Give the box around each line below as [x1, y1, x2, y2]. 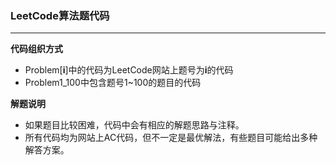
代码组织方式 [10, 43, 63, 55]
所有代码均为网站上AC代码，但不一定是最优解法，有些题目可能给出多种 [24, 132, 318, 144]
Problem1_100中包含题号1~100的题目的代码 [24, 77, 202, 89]
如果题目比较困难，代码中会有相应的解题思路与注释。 [24, 119, 245, 131]
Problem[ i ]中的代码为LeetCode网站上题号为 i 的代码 [24, 64, 234, 76]
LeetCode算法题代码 [10, 8, 110, 22]
